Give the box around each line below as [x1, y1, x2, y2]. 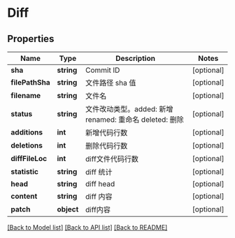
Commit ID [85, 65, 120, 75]
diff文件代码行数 [85, 154, 138, 164]
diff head [85, 179, 115, 188]
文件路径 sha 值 [85, 78, 136, 87]
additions [10, 127, 43, 137]
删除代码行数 [85, 141, 128, 150]
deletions [10, 141, 43, 150]
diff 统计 [85, 167, 113, 176]
